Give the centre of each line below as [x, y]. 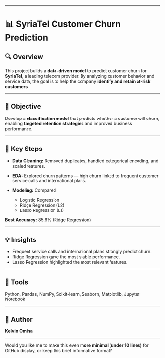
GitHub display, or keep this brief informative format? [59, 351]
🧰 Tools [17, 282]
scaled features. [28, 166]
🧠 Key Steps [24, 149]
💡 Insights [21, 240]
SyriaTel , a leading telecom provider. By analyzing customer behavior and [80, 76]
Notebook [15, 299]
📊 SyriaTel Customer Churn [63, 24]
